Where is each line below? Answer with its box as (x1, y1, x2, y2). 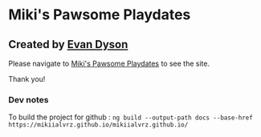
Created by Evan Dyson (8, 38, 128, 51)
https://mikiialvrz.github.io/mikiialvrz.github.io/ (8, 121, 189, 129)
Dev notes (8, 94, 49, 105)
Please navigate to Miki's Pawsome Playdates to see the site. (8, 58, 210, 68)
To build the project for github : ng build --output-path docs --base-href (8, 112, 253, 122)
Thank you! (8, 75, 46, 83)
